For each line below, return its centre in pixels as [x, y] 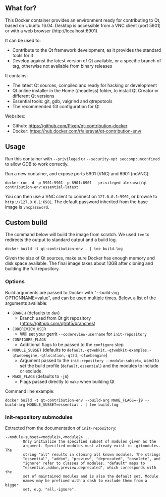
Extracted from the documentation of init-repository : [61, 428]
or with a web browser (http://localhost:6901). [52, 31]
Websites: [15, 116]
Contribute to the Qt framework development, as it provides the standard [86, 50]
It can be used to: [23, 40]
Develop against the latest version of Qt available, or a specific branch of [86, 61]
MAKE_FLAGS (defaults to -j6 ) [40, 376]
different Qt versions [33, 96]
